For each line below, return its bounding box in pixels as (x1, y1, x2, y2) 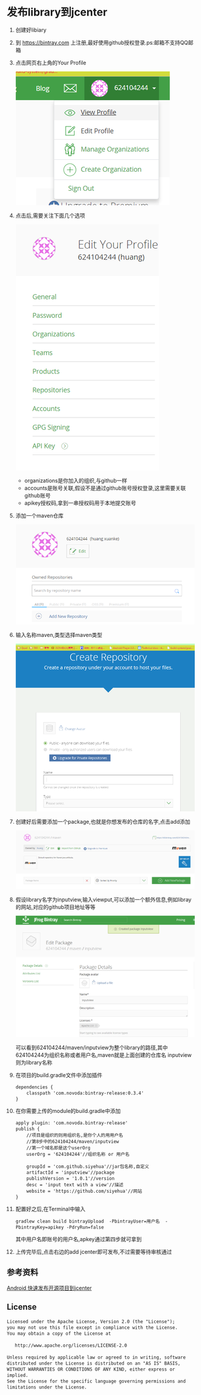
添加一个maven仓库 (15, 512, 64, 519)
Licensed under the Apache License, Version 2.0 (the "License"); (7, 1319, 175, 1325)
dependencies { (15, 1084, 54, 1090)
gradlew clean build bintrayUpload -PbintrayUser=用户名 (15, 1218, 160, 1224)
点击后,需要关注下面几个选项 (15, 212, 85, 219)
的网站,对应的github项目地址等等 (15, 904, 96, 910)
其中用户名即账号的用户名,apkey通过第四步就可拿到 (15, 1235, 142, 1242)
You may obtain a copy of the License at (7, 1331, 112, 1337)
